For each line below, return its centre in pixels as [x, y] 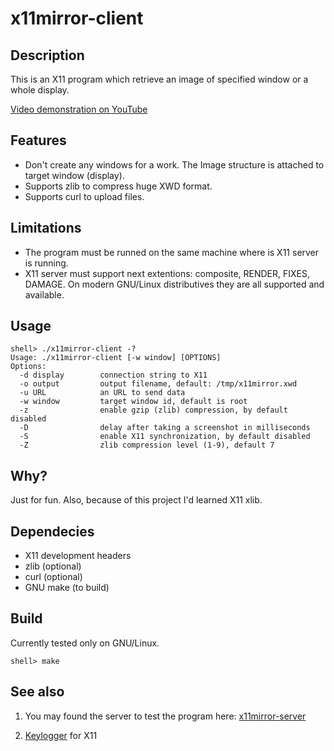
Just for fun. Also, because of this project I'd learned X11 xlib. [136, 500]
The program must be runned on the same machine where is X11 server [172, 252]
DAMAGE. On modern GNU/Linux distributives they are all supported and [174, 284]
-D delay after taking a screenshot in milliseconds [165, 428]
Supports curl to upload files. [84, 196]
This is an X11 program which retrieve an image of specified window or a [159, 79]
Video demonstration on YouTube [79, 109]
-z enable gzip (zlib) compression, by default [153, 410]
